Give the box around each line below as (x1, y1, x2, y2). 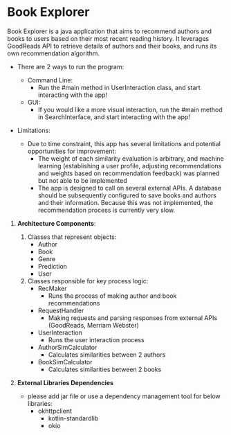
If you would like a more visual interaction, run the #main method (37, 105, 223, 114)
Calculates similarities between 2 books (48, 365, 162, 373)
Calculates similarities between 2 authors (48, 350, 166, 359)
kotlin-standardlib (48, 414, 99, 423)
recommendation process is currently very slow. (37, 206, 176, 214)
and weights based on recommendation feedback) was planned (37, 169, 220, 177)
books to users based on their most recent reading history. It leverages (7, 34, 210, 42)
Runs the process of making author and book (48, 292, 177, 300)
